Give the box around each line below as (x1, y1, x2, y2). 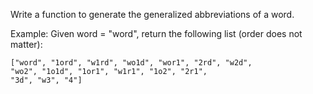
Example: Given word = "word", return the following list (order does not (10, 28, 303, 39)
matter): (10, 39, 43, 50)
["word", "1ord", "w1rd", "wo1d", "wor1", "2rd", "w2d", (10, 58, 253, 68)
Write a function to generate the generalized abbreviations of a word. (10, 9, 295, 20)
